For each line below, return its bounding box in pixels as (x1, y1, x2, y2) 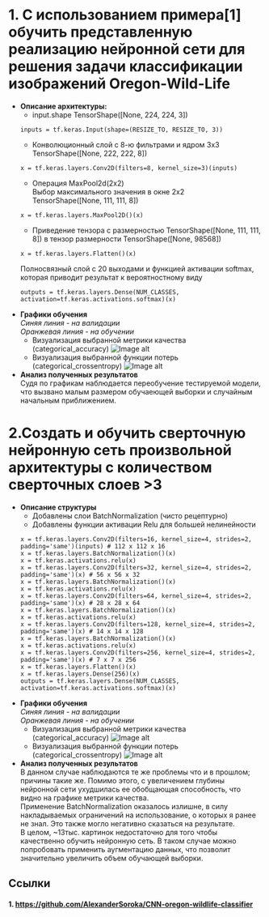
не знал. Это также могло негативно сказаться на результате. (19, 818, 236, 828)
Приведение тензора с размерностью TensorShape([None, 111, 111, (32, 225, 261, 235)
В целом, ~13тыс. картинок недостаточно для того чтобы (19, 827, 218, 837)
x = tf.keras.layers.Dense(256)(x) (19, 670, 141, 678)
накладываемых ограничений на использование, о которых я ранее (19, 810, 257, 820)
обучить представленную (8, 23, 193, 41)
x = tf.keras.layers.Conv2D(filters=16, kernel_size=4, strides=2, (19, 535, 252, 544)
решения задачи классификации (8, 58, 244, 76)
